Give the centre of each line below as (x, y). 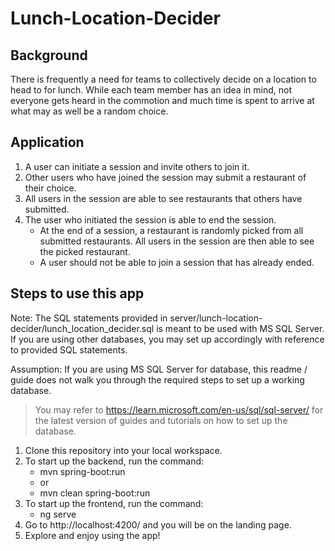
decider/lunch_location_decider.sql (82, 328)
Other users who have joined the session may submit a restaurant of (165, 177)
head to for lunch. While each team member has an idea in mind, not (151, 90)
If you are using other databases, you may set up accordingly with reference (167, 339)
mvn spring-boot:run (82, 471)
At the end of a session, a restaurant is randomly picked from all (171, 230)
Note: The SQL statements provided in (89, 318)
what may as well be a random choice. (89, 111)
